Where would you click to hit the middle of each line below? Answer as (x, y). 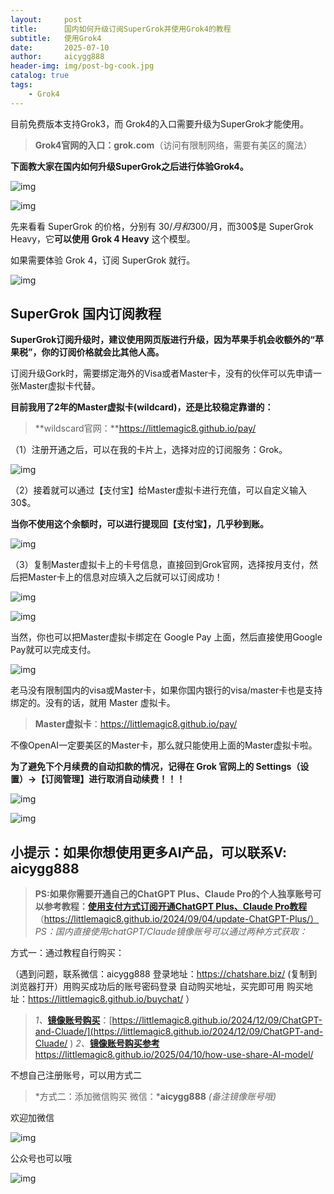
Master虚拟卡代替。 (59, 386)
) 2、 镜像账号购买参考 (114, 1043)
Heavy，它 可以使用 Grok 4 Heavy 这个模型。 (103, 238)
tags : (21, 85)
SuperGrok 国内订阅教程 (86, 314)
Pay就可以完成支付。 (53, 650)
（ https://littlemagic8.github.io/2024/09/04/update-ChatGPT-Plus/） (177, 919)
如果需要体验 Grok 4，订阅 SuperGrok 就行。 (103, 260)
